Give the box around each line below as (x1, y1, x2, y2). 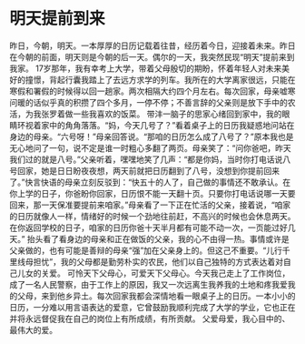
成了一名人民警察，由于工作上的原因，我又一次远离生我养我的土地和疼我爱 (9, 278, 288, 289)
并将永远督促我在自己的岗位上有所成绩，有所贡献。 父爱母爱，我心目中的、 (9, 313, 290, 324)
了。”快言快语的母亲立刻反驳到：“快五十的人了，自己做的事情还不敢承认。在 (9, 177, 291, 187)
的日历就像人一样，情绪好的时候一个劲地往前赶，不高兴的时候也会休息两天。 (9, 210, 296, 221)
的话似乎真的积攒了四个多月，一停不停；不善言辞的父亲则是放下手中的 (25, 96, 288, 107)
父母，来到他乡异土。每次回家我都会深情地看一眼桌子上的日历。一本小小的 (16, 290, 296, 301)
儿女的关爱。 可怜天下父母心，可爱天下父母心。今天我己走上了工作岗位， (16, 268, 290, 278)
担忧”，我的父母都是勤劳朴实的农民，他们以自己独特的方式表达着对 (33, 256, 284, 267)
